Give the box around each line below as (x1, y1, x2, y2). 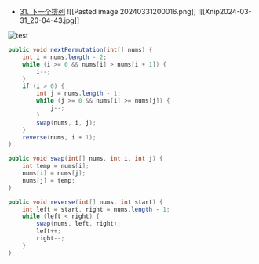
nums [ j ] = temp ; (22, 176, 76, 184)
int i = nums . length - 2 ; (22, 53, 108, 61)
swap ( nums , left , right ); (36, 220, 122, 228)
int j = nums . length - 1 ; (36, 89, 122, 98)
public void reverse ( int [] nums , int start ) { (8, 198, 163, 206)
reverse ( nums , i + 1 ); (22, 133, 97, 141)
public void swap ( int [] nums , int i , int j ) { (8, 155, 163, 163)
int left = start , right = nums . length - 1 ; (22, 205, 170, 213)
